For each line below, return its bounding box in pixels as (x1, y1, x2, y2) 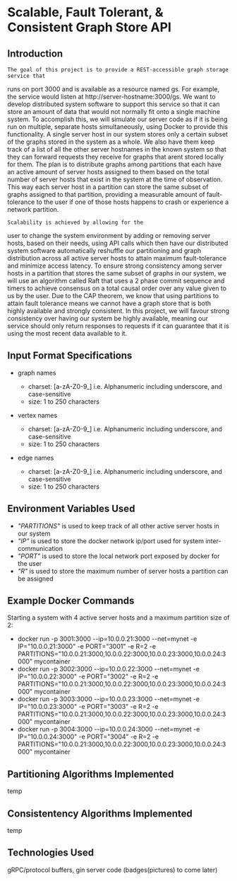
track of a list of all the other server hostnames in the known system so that (7, 145, 227, 153)
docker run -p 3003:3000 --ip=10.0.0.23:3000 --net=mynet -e (17, 695, 200, 703)
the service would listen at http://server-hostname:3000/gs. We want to (7, 93, 217, 101)
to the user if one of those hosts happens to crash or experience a (36, 198, 229, 206)
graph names (17, 368, 56, 377)
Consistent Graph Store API (7, 19, 171, 35)
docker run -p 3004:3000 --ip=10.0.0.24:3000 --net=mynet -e (17, 725, 200, 734)
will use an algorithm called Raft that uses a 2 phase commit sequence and (7, 277, 225, 285)
